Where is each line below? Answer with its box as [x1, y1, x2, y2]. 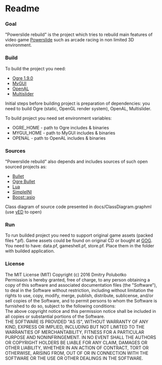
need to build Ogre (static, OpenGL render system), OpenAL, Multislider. [5, 105, 152, 111]
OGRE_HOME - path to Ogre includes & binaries [12, 124, 109, 130]
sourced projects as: [5, 164, 47, 170]
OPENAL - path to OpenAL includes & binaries [12, 135, 106, 141]
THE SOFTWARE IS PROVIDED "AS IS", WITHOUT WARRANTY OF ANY [5, 318, 149, 325]
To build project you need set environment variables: [5, 115, 112, 121]
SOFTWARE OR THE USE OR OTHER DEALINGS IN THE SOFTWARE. [5, 355, 143, 361]
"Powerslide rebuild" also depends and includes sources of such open [5, 158, 148, 165]
